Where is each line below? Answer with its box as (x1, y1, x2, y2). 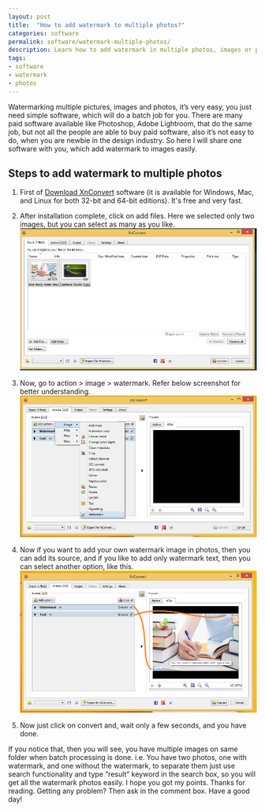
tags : (8, 54, 26, 62)
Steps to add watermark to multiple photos (8, 167, 222, 181)
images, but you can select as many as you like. (19, 219, 175, 229)
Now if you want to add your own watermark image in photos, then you (19, 544, 251, 554)
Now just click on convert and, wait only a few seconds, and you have (19, 720, 247, 730)
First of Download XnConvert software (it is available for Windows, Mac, (19, 188, 255, 197)
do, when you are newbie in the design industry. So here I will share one (8, 135, 242, 145)
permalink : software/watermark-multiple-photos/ (8, 38, 171, 46)
